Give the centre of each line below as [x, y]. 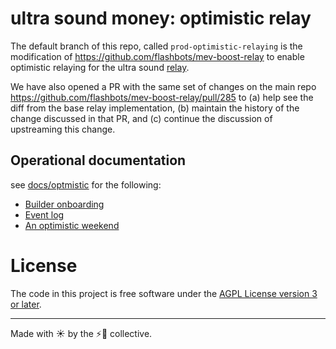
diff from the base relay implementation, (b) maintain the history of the [155, 108]
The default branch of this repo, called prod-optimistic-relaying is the [156, 46]
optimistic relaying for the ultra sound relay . [100, 67]
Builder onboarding [64, 204]
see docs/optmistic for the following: [86, 184]
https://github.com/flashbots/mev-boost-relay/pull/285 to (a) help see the [162, 97]
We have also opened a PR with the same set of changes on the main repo [163, 86]
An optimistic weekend [72, 225]
